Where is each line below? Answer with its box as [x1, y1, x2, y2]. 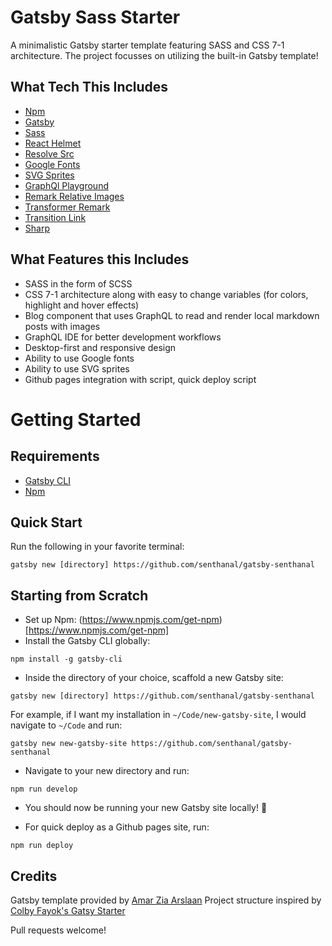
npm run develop [10, 784, 78, 795]
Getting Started [10, 408, 142, 431]
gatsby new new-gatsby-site [10, 739, 128, 749]
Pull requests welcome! [10, 924, 107, 936]
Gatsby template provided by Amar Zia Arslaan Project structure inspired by [10, 894, 322, 906]
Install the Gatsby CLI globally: [24, 635, 151, 647]
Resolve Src [24, 147, 75, 160]
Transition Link [24, 211, 87, 223]
